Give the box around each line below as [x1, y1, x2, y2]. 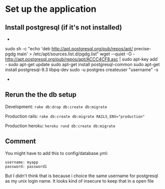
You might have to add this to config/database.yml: [5, 150, 109, 156]
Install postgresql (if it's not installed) [5, 23, 122, 32]
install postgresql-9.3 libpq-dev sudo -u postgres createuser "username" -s [5, 67, 159, 73]
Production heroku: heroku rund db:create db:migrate [5, 122, 115, 129]
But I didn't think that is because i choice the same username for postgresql [5, 173, 158, 179]
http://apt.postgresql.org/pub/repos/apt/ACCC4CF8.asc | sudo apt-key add [5, 56, 158, 62]
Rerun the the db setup [5, 90, 77, 99]
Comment [5, 137, 36, 146]
